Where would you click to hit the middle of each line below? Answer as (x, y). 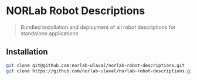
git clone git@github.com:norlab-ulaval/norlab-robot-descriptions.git (95, 65)
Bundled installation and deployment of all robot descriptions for (98, 27)
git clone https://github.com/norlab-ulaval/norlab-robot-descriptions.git (101, 71)
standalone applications (49, 33)
